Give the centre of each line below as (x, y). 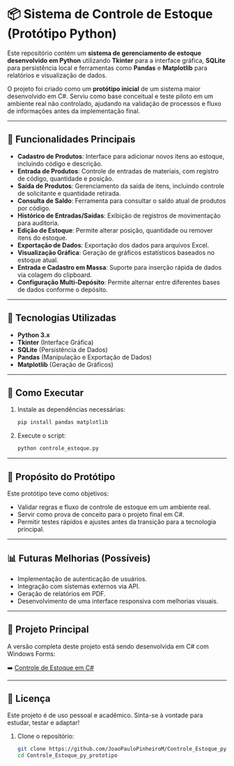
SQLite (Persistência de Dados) (62, 349)
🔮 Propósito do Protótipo (61, 476)
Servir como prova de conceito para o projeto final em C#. (101, 514)
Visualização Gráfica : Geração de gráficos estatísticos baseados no (116, 252)
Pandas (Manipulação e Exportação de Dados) (84, 357)
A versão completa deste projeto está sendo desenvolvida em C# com (108, 646)
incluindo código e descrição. (60, 163)
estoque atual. (38, 260)
